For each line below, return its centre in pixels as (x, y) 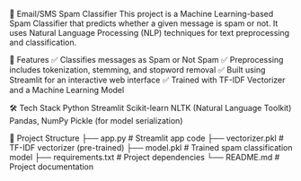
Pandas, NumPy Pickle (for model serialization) (96, 121)
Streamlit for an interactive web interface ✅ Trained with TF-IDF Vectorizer (147, 80)
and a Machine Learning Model (67, 90)
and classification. (43, 42)
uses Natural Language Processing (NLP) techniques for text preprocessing (150, 33)
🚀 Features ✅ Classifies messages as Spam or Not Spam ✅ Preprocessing (146, 60)
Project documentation (52, 167)
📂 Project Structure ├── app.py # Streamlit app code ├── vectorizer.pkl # (147, 138)
